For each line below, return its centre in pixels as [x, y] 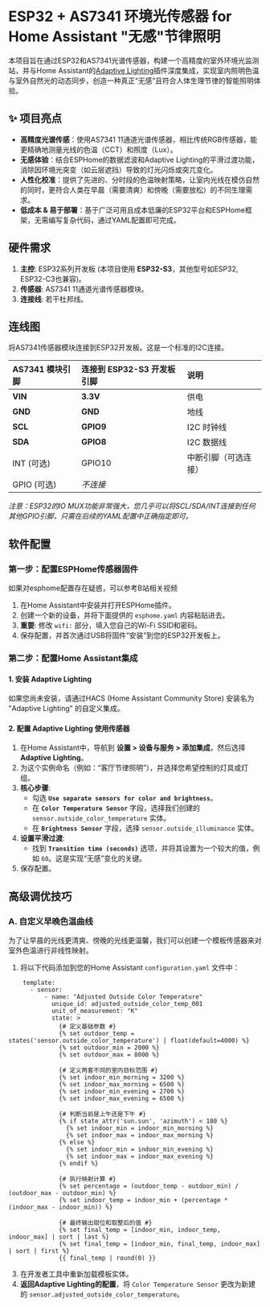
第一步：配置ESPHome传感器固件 [74, 569]
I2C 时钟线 [207, 428]
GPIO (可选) [35, 485]
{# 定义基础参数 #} [88, 1027]
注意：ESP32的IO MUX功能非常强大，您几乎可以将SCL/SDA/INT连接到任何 [132, 506]
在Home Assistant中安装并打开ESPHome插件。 [98, 606]
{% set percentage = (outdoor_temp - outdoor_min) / [149, 1186]
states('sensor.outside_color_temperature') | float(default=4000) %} [129, 1041]
